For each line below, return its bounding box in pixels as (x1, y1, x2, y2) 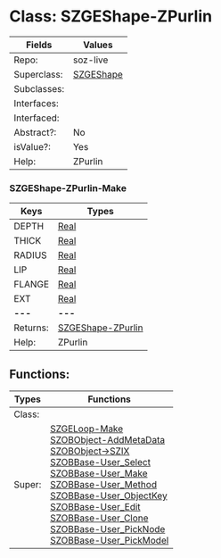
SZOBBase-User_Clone (50, 512, 149, 524)
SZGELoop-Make (50, 422, 124, 435)
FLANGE (13, 279, 50, 291)
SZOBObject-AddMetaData (50, 434, 166, 446)
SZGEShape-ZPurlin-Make (9, 181, 127, 194)
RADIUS (13, 249, 47, 262)
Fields (25, 38, 53, 51)
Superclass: (13, 68, 63, 80)
